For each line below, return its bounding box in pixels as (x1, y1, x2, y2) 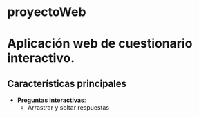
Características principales (7, 77, 126, 90)
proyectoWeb (7, 4, 86, 20)
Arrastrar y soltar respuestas (27, 104, 109, 112)
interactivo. (7, 50, 75, 66)
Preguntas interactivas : (17, 96, 86, 104)
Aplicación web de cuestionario (7, 36, 193, 52)
